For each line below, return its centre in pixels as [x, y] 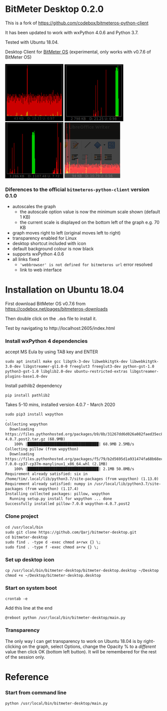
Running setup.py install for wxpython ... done [61, 499]
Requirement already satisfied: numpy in [49, 484]
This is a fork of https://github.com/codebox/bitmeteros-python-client [77, 23]
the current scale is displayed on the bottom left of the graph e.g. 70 [90, 223]
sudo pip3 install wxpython [34, 414]
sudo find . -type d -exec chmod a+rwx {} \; [53, 542]
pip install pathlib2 [28, 395]
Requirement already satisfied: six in [46, 474]
